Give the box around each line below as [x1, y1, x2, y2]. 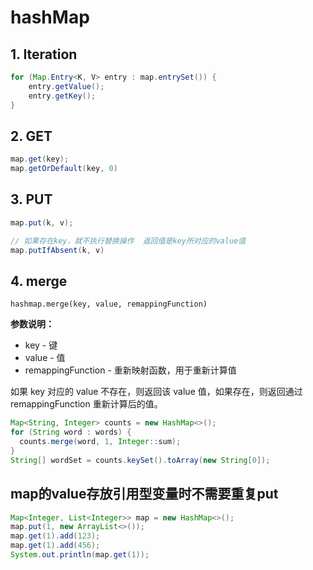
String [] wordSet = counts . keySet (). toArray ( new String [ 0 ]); [10, 455, 271, 465]
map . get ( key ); [10, 154, 70, 165]
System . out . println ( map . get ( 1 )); [10, 550, 150, 560]
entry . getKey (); [28, 91, 97, 101]
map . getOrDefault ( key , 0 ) [10, 164, 118, 174]
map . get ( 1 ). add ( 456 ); [10, 541, 101, 551]
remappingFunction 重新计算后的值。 [10, 398, 163, 410]
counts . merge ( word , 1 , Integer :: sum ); [19, 437, 182, 447]
